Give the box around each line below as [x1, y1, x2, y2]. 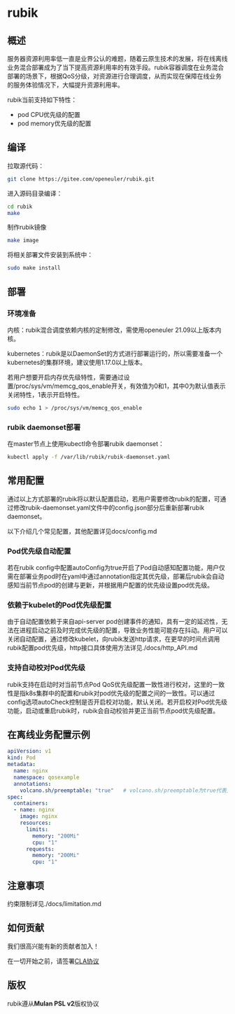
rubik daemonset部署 [7, 422, 81, 432]
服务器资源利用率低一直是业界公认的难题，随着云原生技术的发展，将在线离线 [7, 55, 228, 62]
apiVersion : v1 [7, 748, 52, 755]
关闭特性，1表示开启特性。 [7, 390, 84, 398]
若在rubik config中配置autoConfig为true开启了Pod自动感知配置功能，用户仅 [7, 564, 226, 572]
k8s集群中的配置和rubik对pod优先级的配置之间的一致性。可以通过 [25, 688, 215, 697]
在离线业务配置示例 [7, 729, 90, 741]
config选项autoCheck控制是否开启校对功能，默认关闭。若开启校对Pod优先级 [7, 697, 227, 706]
